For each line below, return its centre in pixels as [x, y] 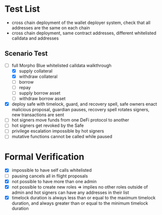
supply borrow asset [40, 93]
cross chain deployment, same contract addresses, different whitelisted [84, 33]
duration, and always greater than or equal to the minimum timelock [80, 203]
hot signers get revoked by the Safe [48, 125]
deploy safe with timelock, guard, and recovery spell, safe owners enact [84, 104]
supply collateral [35, 71]
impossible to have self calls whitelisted [52, 170]
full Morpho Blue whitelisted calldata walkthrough [62, 65]
